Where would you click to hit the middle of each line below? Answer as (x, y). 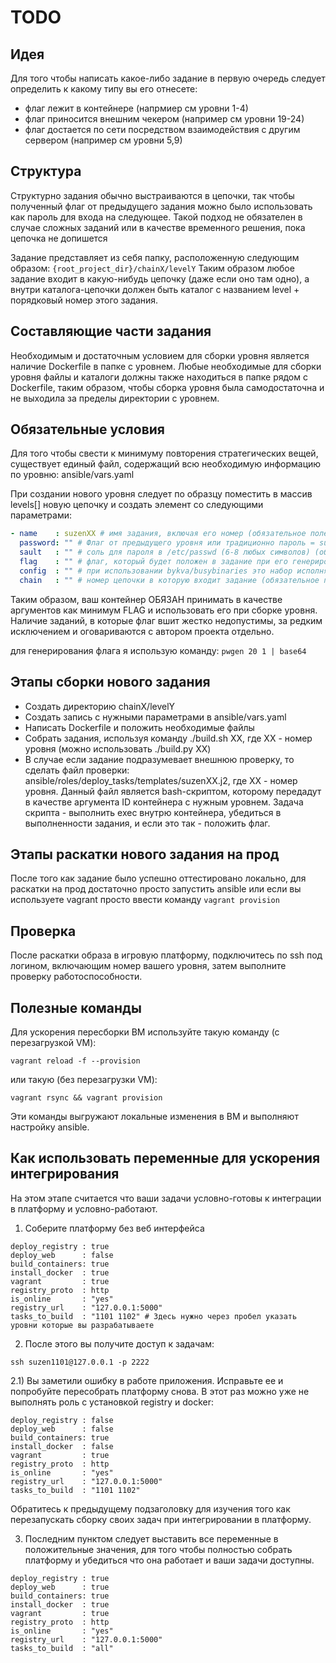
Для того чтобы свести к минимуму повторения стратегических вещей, (164, 453)
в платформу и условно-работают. (84, 1208)
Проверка (43, 931)
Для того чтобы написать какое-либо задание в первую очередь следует (168, 78)
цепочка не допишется (59, 238)
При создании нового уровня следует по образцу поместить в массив (161, 494)
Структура (46, 171)
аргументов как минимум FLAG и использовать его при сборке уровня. (164, 610)
